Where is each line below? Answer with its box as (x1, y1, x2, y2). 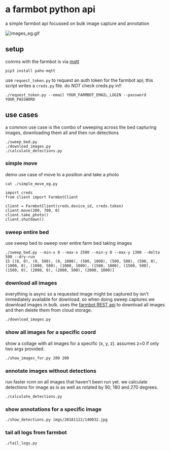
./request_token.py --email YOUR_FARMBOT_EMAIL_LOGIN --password (5, 92, 146, 98)
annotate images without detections (5, 367, 96, 374)
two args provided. (5, 345, 45, 351)
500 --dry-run (5, 254, 36, 260)
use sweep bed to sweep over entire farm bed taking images (5, 240, 132, 246)
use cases (5, 111, 39, 119)
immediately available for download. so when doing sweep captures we (5, 296, 155, 303)
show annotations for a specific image (5, 405, 101, 412)
